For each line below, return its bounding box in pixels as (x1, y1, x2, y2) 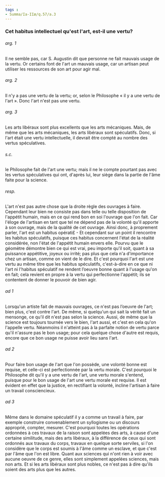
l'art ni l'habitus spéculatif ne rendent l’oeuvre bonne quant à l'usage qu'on (5, 267, 158, 273)
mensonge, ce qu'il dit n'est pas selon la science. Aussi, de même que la (5, 314, 153, 320)
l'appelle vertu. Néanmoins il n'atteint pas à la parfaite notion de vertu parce (5, 324, 160, 330)
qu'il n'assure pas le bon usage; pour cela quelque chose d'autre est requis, (5, 330, 160, 336)
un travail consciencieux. (5, 387, 56, 393)
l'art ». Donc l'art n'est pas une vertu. (5, 98, 81, 103)
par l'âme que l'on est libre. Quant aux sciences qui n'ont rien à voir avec (5, 451, 153, 457)
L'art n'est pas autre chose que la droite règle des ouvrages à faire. (5, 204, 141, 209)
